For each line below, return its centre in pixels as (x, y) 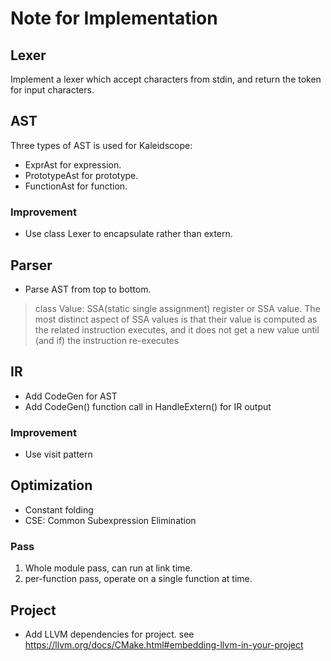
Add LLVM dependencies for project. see (109, 634)
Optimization (51, 485)
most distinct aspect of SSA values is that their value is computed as (176, 319)
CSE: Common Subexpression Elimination (110, 520)
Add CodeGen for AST (71, 396)
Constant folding (59, 509)
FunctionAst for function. (76, 186)
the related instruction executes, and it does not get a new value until (177, 329)
